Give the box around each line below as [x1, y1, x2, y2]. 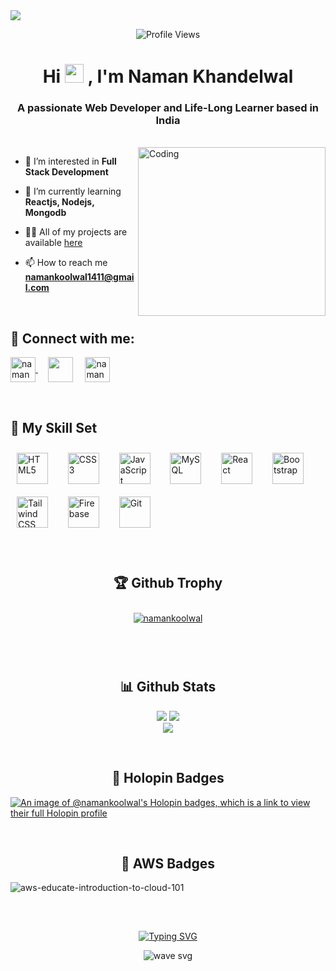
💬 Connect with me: [10, 330, 135, 347]
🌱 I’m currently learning [24, 185, 122, 198]
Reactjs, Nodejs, [24, 196, 95, 208]
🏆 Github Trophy [113, 574, 223, 591]
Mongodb [24, 207, 67, 219]
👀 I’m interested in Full [24, 155, 117, 168]
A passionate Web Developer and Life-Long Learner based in [16, 101, 320, 115]
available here [24, 237, 83, 249]
